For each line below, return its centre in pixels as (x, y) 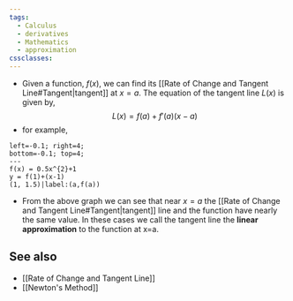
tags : (19, 17)
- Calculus (37, 26)
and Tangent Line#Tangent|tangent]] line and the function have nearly (150, 210)
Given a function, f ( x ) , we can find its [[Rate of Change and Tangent (145, 83)
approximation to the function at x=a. (90, 229)
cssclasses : (31, 58)
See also (33, 257)
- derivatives (43, 34)
